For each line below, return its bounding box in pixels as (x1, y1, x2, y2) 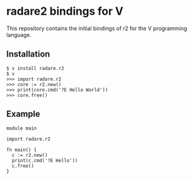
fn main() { (6, 146, 37, 153)
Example (6, 109, 40, 119)
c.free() (12, 163, 34, 169)
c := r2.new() (12, 152, 48, 158)
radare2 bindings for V (6, 4, 124, 18)
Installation (6, 49, 50, 60)
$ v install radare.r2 (6, 65, 64, 71)
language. (6, 31, 32, 38)
